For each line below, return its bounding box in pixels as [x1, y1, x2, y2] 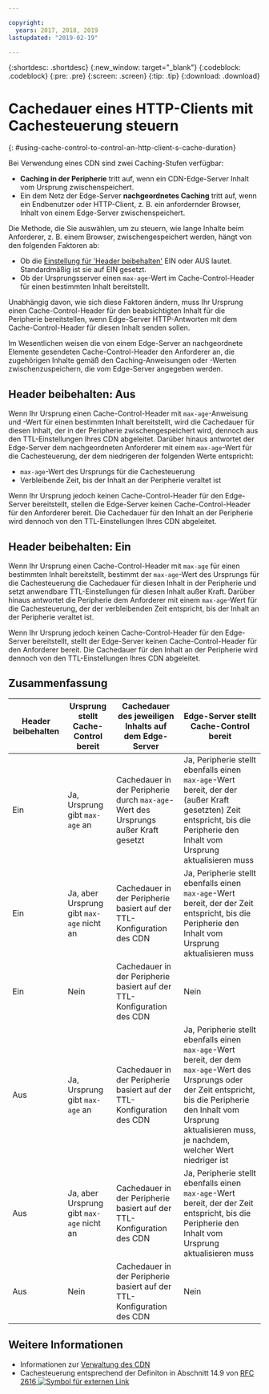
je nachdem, [183, 1134, 231, 1145]
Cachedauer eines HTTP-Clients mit [8, 100, 254, 117]
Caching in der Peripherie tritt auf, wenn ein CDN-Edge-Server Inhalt [19, 174, 250, 184]
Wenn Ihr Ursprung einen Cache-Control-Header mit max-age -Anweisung [8, 408, 248, 418]
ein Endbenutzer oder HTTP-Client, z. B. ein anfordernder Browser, [19, 200, 242, 209]
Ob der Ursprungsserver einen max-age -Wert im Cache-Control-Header [19, 274, 255, 283]
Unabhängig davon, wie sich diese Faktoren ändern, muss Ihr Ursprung [8, 298, 243, 307]
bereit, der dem [183, 1054, 242, 1065]
